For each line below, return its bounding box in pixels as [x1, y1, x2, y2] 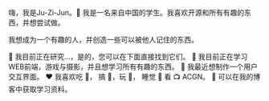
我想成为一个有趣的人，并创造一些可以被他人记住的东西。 [8, 35, 198, 44]
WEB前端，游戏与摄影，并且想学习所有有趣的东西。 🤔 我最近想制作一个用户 [8, 62, 259, 71]
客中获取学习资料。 [8, 84, 72, 94]
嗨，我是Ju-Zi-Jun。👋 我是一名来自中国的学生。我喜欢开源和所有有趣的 [8, 8, 245, 17]
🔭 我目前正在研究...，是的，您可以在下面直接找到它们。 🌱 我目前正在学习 [8, 52, 248, 61]
